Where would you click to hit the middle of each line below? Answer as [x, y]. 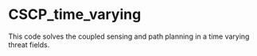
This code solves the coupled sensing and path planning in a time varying [129, 36]
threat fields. [29, 44]
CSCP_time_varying [75, 15]
